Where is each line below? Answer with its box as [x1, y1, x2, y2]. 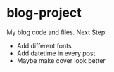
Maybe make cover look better [16, 56, 106, 64]
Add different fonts [16, 41, 72, 50]
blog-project [6, 5, 82, 21]
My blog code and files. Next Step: [6, 28, 107, 36]
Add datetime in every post [16, 49, 96, 57]
